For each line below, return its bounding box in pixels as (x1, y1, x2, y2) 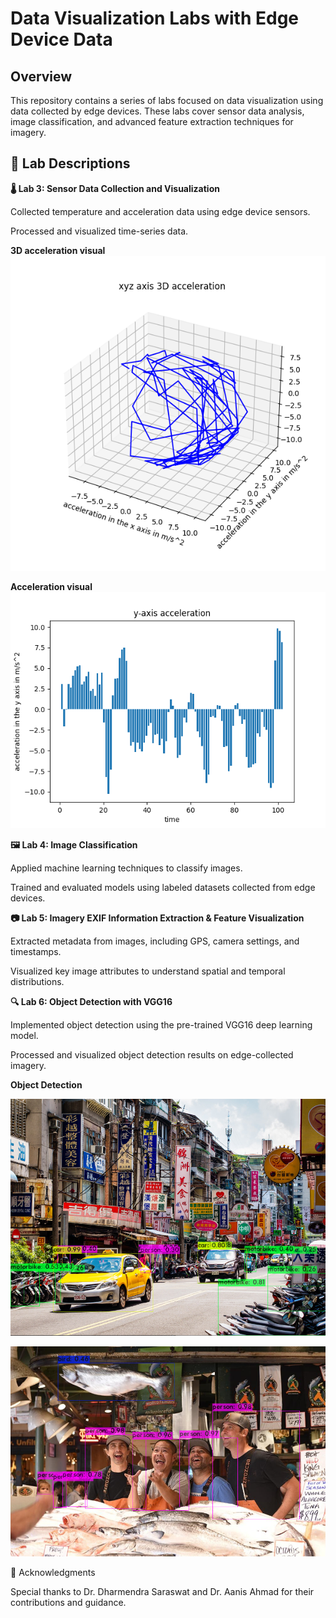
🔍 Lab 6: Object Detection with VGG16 (10, 995, 173, 1007)
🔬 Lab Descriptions (10, 155, 131, 172)
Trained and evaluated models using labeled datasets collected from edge (10, 881, 316, 893)
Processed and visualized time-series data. (10, 225, 189, 237)
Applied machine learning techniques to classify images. (10, 862, 243, 874)
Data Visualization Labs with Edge (10, 7, 300, 30)
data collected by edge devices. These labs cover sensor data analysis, (10, 105, 305, 117)
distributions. (10, 975, 65, 987)
